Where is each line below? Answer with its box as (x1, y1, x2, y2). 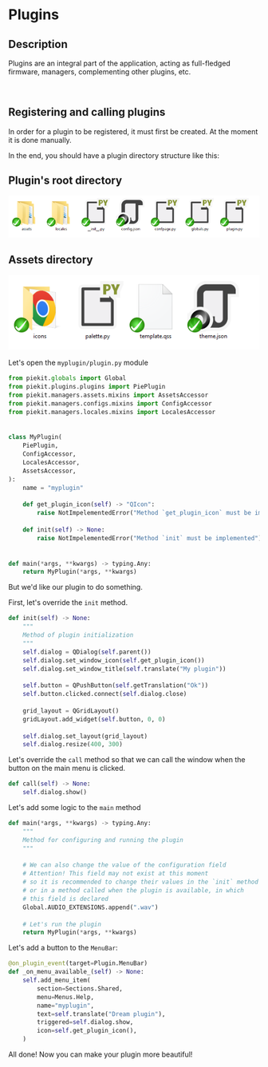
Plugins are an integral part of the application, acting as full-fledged (8, 58, 231, 68)
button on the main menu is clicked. (8, 764, 126, 773)
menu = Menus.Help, (37, 993, 94, 1001)
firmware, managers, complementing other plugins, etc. (8, 67, 191, 77)
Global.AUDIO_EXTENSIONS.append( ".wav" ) (22, 903, 159, 911)
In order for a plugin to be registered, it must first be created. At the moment (8, 126, 258, 136)
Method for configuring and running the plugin (22, 836, 183, 844)
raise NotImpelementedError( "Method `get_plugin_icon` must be (37, 509, 251, 517)
